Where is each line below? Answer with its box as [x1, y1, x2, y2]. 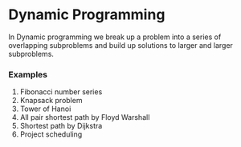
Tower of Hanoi [19, 104, 71, 113]
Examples [8, 69, 48, 80]
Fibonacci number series [19, 87, 103, 97]
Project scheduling [19, 129, 83, 139]
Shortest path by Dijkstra [19, 121, 103, 131]
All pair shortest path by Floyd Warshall [19, 113, 150, 122]
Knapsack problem [19, 96, 83, 105]
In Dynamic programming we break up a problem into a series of [8, 32, 222, 42]
